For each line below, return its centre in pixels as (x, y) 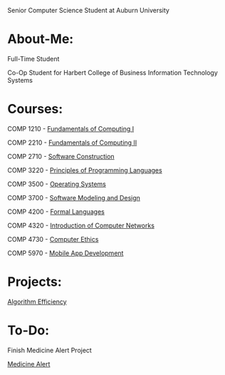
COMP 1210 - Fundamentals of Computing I (71, 128)
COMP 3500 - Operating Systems (57, 184)
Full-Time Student (33, 58)
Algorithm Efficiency (37, 302)
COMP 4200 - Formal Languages (56, 211)
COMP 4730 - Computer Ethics (53, 239)
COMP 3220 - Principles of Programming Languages (85, 170)
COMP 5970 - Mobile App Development (66, 253)
